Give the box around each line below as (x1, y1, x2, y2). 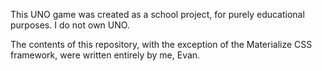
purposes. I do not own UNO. (10, 19, 130, 31)
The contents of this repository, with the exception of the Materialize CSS (10, 39, 313, 50)
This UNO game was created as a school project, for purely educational (10, 9, 305, 20)
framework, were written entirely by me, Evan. (10, 49, 201, 61)
